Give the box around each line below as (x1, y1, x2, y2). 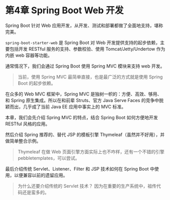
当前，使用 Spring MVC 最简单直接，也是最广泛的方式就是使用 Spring (17, 74, 163, 80)
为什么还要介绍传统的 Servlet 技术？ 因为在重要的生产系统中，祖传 (17, 183, 157, 189)
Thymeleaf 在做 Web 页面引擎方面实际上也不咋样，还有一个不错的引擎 (17, 148, 165, 155)
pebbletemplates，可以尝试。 (17, 155, 80, 161)
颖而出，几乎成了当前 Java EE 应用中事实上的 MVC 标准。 (5, 104, 126, 110)
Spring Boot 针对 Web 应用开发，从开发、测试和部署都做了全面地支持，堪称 (5, 22, 163, 28)
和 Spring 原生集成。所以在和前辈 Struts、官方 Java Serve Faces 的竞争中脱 (5, 97, 164, 103)
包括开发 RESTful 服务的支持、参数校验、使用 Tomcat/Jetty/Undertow (9, 46, 156, 52)
